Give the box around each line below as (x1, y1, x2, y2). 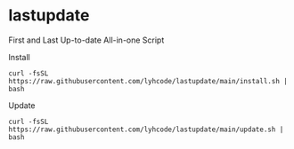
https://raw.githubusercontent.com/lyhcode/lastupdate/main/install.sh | (8, 76, 289, 85)
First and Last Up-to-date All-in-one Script (8, 35, 165, 45)
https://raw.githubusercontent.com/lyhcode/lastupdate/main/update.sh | (8, 125, 284, 134)
